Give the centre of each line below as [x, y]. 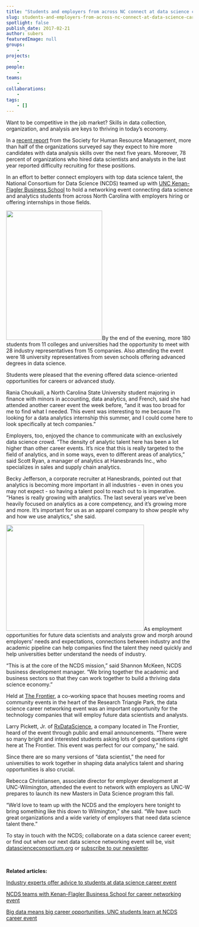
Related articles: [27, 871]
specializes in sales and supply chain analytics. [64, 467]
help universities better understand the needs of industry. [76, 654]
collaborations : [26, 89]
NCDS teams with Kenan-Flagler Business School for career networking [94, 894]
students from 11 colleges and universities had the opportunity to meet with [98, 344]
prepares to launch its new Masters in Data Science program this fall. [90, 793]
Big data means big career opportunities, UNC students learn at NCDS [92, 912]
